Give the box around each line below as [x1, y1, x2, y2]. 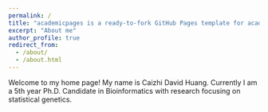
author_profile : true [8, 33, 81, 42]
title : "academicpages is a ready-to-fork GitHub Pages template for [8, 19, 245, 27]
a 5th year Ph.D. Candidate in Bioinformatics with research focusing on [8, 86, 241, 95]
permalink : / [8, 11, 52, 20]
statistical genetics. [8, 95, 73, 104]
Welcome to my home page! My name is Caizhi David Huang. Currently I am [8, 77, 258, 87]
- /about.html [15, 56, 62, 64]
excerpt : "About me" [8, 26, 77, 34]
